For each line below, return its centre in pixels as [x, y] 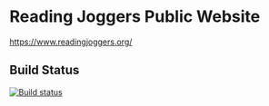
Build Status [45, 70]
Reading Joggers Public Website [135, 17]
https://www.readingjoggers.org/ [71, 42]
